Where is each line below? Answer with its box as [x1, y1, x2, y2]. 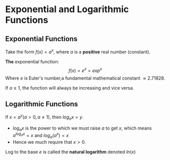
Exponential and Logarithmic [5, 4, 129, 15]
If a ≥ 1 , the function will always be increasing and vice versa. [5, 85, 134, 91]
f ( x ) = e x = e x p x [68, 66, 103, 73]
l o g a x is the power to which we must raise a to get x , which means [12, 125, 152, 132]
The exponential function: [5, 58, 59, 64]
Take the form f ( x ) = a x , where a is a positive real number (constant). [5, 48, 151, 55]
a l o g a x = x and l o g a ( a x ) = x [12, 132, 69, 140]
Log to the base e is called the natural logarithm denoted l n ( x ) [5, 148, 136, 155]
